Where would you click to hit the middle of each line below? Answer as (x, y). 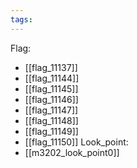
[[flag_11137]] (51, 67)
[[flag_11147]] (51, 110)
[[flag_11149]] (51, 131)
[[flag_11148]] (51, 120)
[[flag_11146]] (51, 99)
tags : (21, 19)
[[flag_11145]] (51, 88)
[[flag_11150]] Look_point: (76, 142)
